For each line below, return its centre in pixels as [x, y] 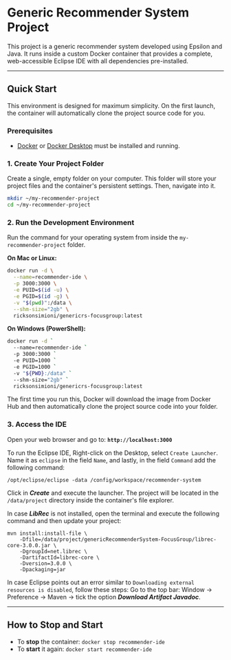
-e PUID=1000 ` [35, 361]
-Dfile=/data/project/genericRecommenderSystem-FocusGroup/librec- [118, 539]
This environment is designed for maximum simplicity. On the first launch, [111, 105]
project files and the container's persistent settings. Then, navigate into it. [112, 186]
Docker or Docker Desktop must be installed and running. [98, 146]
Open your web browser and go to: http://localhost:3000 [90, 439]
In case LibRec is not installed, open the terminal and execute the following [113, 513]
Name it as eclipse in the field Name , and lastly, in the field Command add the [112, 460]
